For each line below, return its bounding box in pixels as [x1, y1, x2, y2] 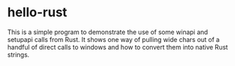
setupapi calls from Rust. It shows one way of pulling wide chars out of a [7, 35, 220, 43]
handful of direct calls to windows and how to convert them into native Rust [7, 43, 229, 51]
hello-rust [7, 4, 67, 21]
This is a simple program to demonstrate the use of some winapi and [7, 28, 208, 36]
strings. [7, 50, 30, 59]
